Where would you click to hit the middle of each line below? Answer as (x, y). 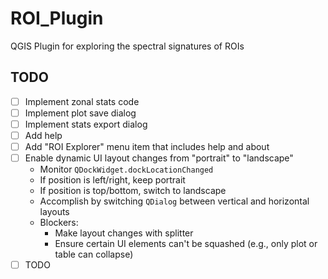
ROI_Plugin (57, 18)
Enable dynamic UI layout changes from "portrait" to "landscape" (159, 158)
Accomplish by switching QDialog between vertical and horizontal (174, 201)
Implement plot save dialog (80, 113)
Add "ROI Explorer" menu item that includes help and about (147, 146)
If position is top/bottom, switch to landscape (133, 191)
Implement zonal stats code (82, 101)
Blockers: (59, 223)
